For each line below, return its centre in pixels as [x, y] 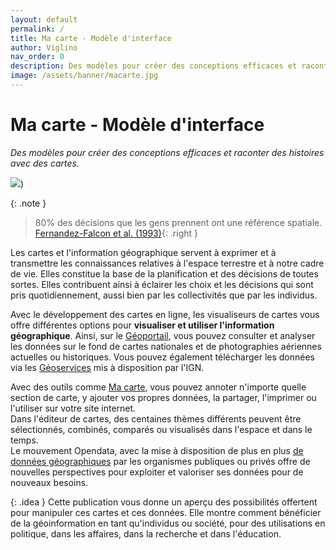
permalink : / [37, 29]
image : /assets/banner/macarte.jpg [84, 76]
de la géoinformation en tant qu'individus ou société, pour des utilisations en [168, 523]
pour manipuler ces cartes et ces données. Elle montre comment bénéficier [166, 512]
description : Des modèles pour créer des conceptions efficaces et [154, 66]
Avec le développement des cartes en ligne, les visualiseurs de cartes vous [165, 314]
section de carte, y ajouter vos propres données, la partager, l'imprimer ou [163, 397]
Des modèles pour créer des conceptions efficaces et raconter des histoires [167, 152]
